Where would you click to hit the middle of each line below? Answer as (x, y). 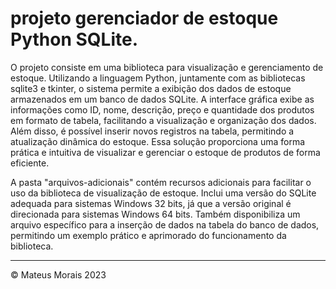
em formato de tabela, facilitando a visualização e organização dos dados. (163, 120)
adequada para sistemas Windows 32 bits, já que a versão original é (151, 203)
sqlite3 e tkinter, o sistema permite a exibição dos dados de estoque (151, 88)
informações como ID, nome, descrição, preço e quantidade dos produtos (162, 109)
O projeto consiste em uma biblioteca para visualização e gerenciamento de (167, 67)
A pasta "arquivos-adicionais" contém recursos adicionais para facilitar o (161, 182)
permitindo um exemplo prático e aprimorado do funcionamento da (148, 235)
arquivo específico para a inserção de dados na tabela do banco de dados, (165, 224)
